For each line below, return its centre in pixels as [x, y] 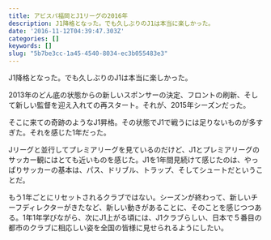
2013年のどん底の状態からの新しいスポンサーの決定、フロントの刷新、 [126, 95]
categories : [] [34, 39]
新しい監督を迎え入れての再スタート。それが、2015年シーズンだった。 [133, 105]
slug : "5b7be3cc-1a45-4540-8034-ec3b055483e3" [88, 54]
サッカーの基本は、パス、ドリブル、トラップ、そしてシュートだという [139, 170]
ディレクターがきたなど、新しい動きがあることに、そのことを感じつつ [138, 207]
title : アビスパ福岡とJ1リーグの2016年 [68, 16]
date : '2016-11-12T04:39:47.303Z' [67, 31]
